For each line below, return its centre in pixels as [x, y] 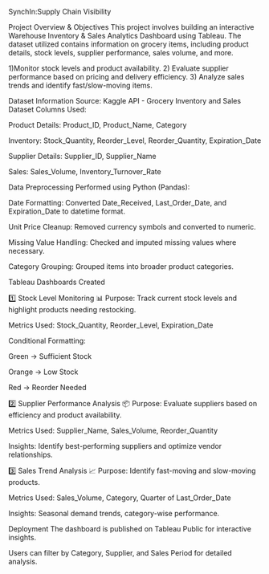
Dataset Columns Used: [47, 109]
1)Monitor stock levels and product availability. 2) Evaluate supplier [118, 68]
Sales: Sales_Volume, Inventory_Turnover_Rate [85, 171]
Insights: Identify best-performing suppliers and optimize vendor [115, 446]
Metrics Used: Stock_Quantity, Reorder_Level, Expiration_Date [111, 325]
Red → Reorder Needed [47, 387]
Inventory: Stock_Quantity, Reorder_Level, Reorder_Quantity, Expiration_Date [135, 140]
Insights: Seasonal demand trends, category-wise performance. [114, 513]
